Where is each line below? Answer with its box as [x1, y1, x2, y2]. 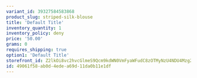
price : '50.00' [6, 36, 43, 42]
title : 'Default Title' [6, 19, 64, 25]
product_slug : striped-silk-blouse [6, 14, 93, 20]
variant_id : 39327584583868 [6, 8, 75, 15]
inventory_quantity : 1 [6, 25, 62, 31]
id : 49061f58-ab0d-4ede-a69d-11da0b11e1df [6, 63, 111, 69]
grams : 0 [6, 42, 28, 48]
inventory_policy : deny [6, 30, 64, 36]
